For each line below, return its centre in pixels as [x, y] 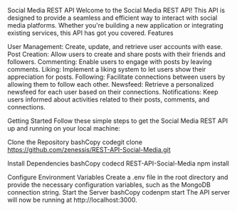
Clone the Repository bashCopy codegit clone [75, 142]
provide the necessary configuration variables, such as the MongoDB [109, 185]
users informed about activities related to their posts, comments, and [109, 99]
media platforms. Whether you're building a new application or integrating [116, 25]
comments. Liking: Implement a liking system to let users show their [107, 69]
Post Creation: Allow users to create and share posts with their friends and [116, 54]
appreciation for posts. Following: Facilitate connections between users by [116, 77]
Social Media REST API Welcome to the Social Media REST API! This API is [116, 10]
